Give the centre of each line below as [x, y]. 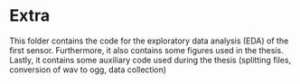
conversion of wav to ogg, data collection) [88, 70]
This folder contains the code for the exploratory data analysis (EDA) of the [149, 41]
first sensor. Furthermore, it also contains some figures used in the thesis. [146, 50]
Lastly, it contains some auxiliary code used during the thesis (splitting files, [150, 60]
